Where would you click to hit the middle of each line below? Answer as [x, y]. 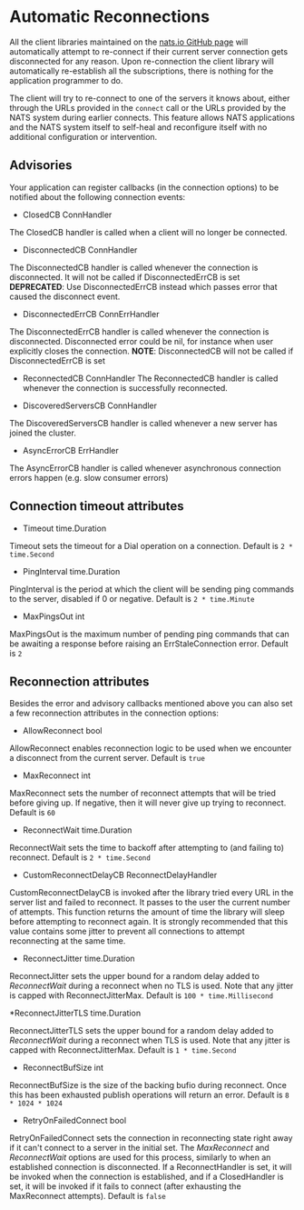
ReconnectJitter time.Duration [78, 959]
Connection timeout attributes [97, 506]
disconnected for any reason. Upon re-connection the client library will [142, 61]
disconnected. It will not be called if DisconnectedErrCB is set [125, 277]
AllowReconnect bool [62, 731]
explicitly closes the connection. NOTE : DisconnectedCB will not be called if [152, 351]
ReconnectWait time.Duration [77, 830]
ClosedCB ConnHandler [67, 215]
